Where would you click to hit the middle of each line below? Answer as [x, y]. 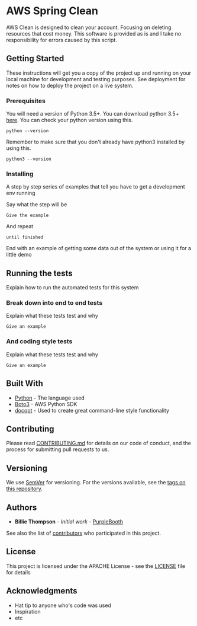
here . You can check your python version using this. [70, 120]
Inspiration [28, 611]
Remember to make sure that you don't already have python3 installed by [96, 142]
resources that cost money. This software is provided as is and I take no [94, 33]
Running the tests [39, 273]
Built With [25, 384]
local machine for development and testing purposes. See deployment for [96, 79]
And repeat [20, 226]
